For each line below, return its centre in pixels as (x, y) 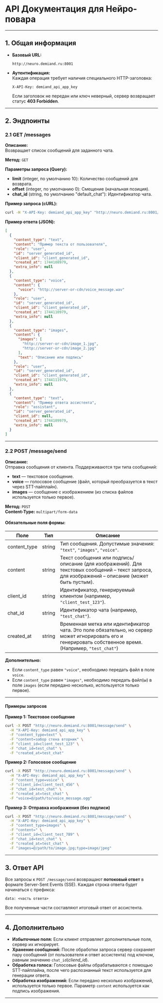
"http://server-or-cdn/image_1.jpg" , (60, 344)
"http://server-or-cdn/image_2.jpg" (59, 349)
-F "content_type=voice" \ (37, 780)
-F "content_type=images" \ (38, 826)
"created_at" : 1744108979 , (41, 263)
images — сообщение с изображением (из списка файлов (73, 492)
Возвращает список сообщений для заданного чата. (59, 150)
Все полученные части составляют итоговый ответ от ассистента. (74, 908)
